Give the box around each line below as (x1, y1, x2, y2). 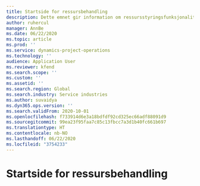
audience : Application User (6, 58, 76, 64)
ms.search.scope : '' (6, 70, 58, 75)
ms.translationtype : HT (6, 125, 65, 131)
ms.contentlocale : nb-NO (6, 130, 68, 137)
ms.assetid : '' (6, 81, 44, 87)
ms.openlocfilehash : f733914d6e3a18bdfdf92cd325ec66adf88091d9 (6, 114, 167, 119)
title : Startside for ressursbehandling (6, 8, 108, 15)
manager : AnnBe (6, 25, 44, 31)
